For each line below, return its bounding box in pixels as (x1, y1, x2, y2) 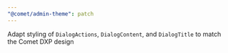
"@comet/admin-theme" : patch (7, 10, 94, 18)
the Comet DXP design (7, 37, 74, 46)
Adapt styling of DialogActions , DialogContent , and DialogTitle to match (7, 30, 222, 38)
